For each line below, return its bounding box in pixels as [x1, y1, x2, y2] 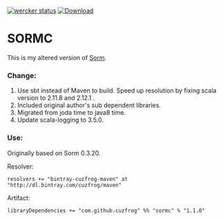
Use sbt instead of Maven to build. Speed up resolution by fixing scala [17, 86, 217, 95]
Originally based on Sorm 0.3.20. [7, 148, 101, 157]
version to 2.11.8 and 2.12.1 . [17, 94, 95, 102]
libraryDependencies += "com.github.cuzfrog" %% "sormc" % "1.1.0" [7, 207, 206, 214]
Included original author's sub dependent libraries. [17, 101, 161, 110]
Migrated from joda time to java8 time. [17, 108, 126, 117]
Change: [7, 70, 37, 80]
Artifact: [7, 193, 30, 202]
